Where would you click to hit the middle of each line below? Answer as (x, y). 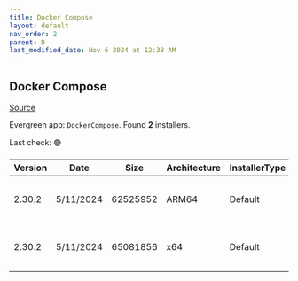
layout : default (39, 26)
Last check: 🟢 (35, 142)
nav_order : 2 (33, 34)
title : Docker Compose (51, 17)
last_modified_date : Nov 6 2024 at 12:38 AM (93, 51)
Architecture (194, 168)
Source (22, 107)
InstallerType (258, 168)
